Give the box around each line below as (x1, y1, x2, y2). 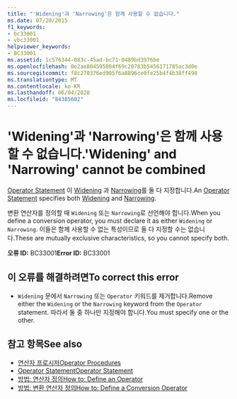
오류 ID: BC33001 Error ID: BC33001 (7, 248, 110, 257)
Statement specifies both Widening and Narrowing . (7, 194, 157, 202)
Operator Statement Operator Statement (17, 366, 133, 375)
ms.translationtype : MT (7, 76, 78, 83)
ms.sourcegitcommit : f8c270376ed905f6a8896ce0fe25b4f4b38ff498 (7, 69, 198, 76)
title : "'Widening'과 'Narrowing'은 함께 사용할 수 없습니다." (7, 10, 180, 18)
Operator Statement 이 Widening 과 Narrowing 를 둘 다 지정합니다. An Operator (7, 185, 230, 195)
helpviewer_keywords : (7, 43, 71, 50)
